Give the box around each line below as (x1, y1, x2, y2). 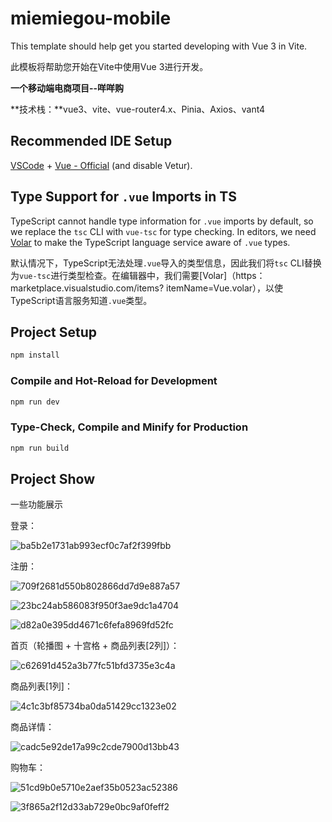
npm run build (10, 443, 70, 453)
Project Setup (10, 323, 98, 341)
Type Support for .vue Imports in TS (10, 188, 237, 206)
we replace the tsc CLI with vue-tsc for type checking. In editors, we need (10, 225, 317, 237)
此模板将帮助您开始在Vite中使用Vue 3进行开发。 (10, 60, 209, 72)
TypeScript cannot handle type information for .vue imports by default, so (10, 215, 314, 227)
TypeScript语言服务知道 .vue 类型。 (10, 294, 153, 306)
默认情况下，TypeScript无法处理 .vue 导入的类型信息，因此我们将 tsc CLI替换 (10, 257, 322, 269)
